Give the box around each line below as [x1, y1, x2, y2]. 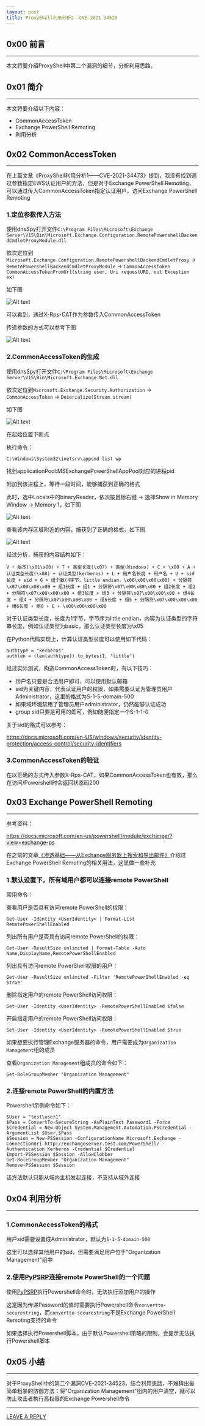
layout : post [6, 9, 40, 15]
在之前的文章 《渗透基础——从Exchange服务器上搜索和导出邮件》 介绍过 [6, 851, 186, 858]
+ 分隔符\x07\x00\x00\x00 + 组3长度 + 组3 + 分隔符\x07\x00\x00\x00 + [6, 590, 181, 596]
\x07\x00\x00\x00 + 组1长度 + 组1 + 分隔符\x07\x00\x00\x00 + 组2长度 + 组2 [6, 583, 196, 590]
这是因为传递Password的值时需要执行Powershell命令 [6, 1301, 139, 1308]
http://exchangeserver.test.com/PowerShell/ [45, 1141, 160, 1147]
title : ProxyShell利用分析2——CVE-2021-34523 [6, 15, 118, 21]
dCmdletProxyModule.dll [6, 238, 67, 244]
